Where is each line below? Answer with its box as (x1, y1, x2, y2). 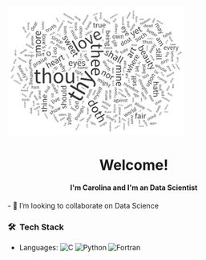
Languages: (18, 243, 59, 253)
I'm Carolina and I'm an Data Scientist (70, 183, 198, 192)
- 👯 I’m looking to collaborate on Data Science (7, 200, 160, 210)
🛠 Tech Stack (7, 221, 65, 233)
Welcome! (99, 155, 169, 174)
